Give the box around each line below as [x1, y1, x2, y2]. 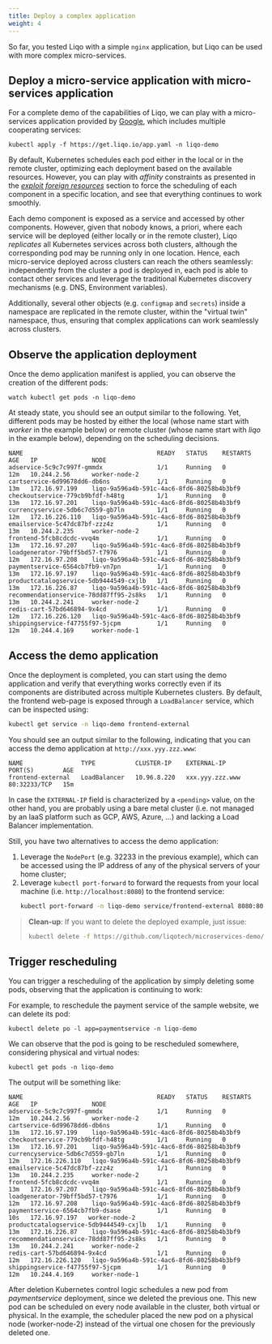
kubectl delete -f [28, 932, 91, 940]
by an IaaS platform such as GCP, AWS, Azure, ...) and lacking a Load [8, 811, 240, 821]
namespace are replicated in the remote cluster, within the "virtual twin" [8, 307, 249, 317]
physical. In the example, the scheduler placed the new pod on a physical [8, 1311, 253, 1320]
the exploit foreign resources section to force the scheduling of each [8, 181, 237, 190]
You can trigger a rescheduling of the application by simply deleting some [8, 976, 255, 986]
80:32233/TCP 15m [8, 780, 74, 789]
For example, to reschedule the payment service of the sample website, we [8, 1000, 259, 1010]
